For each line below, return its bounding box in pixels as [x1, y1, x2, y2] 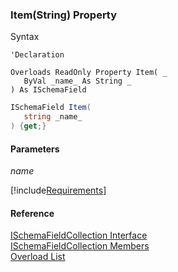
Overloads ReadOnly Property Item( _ [10, 68, 168, 78]
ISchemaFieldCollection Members [10, 240, 150, 252]
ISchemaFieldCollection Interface [10, 229, 148, 242]
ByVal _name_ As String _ [23, 76, 132, 87]
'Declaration [10, 50, 65, 60]
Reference [10, 207, 55, 219]
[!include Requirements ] [10, 184, 107, 197]
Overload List [10, 251, 66, 263]
